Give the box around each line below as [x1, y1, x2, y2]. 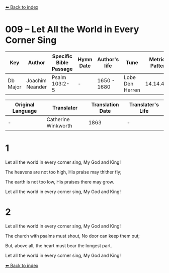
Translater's [129, 101, 159, 108]
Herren [124, 86, 141, 94]
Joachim [26, 77, 47, 84]
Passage [52, 65, 73, 72]
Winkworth [46, 122, 72, 129]
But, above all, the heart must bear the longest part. [5, 242, 112, 249]
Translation [91, 101, 119, 108]
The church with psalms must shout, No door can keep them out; [5, 233, 140, 239]
